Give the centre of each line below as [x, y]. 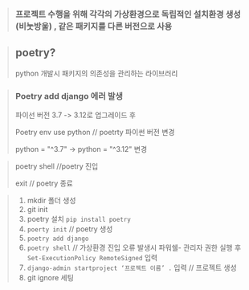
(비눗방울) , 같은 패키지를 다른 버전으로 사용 [94, 26]
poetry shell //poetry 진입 [57, 166]
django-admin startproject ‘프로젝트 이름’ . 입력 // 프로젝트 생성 [132, 268]
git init [37, 210]
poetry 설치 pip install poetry [79, 219]
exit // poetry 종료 [44, 183]
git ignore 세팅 [50, 278]
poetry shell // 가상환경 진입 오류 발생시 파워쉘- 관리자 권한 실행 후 [134, 247]
